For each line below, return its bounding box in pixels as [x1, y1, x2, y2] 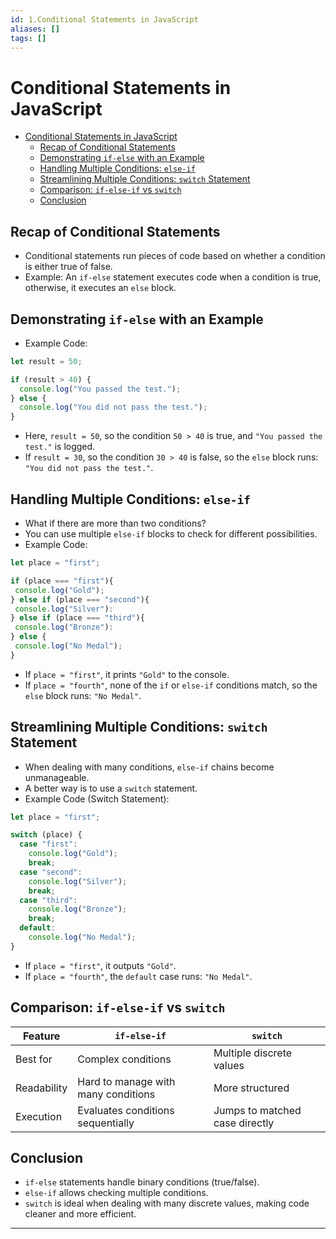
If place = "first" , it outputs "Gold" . [24, 959, 177, 971]
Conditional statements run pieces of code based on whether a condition [24, 250, 326, 262]
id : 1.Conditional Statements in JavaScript [10, 14, 199, 25]
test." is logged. [24, 441, 96, 453]
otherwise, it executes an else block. [24, 282, 177, 294]
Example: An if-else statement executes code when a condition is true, [24, 271, 322, 283]
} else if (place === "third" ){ [10, 613, 145, 623]
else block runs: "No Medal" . [24, 689, 142, 701]
